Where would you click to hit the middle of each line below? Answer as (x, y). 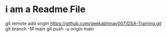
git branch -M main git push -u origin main (50, 28)
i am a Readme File (45, 9)
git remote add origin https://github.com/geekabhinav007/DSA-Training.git (83, 23)
